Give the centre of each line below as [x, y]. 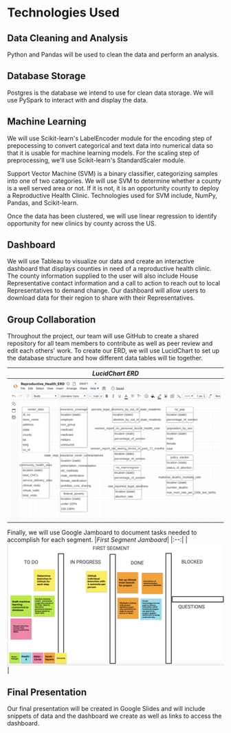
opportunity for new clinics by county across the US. [82, 223]
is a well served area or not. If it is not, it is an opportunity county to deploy [113, 188]
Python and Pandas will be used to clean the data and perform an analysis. [113, 54]
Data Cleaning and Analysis [68, 38]
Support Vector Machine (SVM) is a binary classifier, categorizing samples [112, 173]
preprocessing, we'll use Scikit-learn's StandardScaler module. [96, 160]
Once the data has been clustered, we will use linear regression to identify [112, 216]
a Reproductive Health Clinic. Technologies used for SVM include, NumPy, [112, 195]
